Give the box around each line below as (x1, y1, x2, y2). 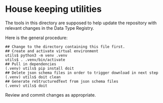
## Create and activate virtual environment (5, 49, 99, 53)
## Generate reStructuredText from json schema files (5, 79, 119, 84)
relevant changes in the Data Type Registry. (5, 25, 94, 31)
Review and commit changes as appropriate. (5, 92, 96, 98)
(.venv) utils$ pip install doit (5, 66, 74, 71)
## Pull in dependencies (5, 61, 56, 66)
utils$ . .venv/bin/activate (5, 57, 65, 62)
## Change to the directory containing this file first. (5, 44, 125, 49)
